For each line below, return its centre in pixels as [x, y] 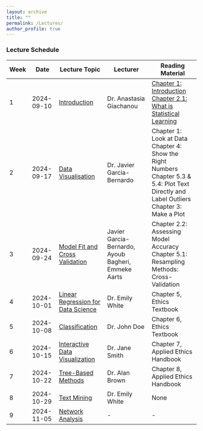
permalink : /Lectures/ [35, 23]
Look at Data [169, 138]
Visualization [77, 359]
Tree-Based [76, 372]
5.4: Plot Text [170, 184]
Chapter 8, [167, 369]
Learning [164, 121]
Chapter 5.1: [169, 254]
